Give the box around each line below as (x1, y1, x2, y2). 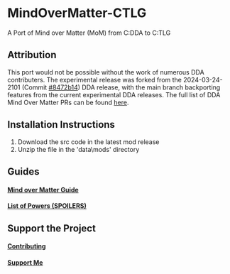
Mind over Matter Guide (7, 185, 80, 194)
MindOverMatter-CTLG (7, 5, 147, 21)
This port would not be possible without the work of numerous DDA (7, 67, 204, 76)
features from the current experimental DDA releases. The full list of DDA (7, 90, 221, 99)
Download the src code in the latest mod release (17, 137, 160, 146)
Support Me (7, 258, 43, 267)
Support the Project (7, 222, 96, 234)
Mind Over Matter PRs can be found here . (7, 98, 129, 106)
